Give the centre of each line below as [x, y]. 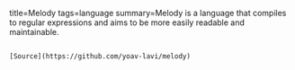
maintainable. [34, 32]
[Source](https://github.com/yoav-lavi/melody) [100, 57]
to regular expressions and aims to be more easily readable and [127, 22]
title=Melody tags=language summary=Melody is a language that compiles [148, 13]
